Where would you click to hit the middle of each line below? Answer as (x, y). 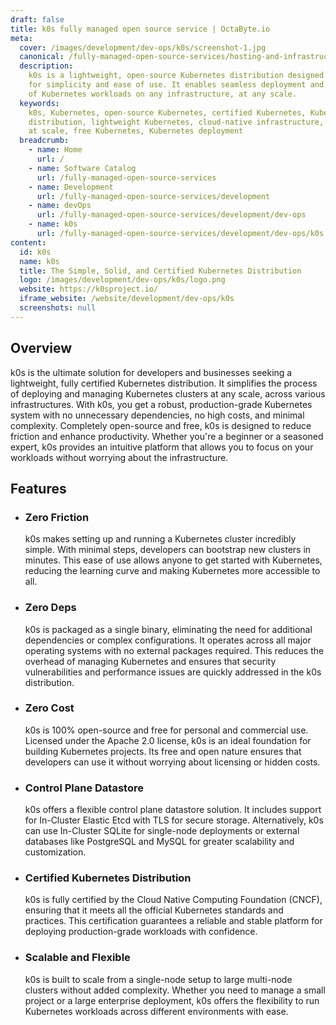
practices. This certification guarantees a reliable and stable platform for (173, 921)
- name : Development (71, 187)
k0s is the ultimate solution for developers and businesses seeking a (151, 372)
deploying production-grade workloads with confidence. (141, 932)
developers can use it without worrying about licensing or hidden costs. (172, 762)
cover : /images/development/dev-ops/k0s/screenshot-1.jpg (143, 47)
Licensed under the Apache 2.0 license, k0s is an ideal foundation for (168, 740)
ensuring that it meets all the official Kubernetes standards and (154, 910)
